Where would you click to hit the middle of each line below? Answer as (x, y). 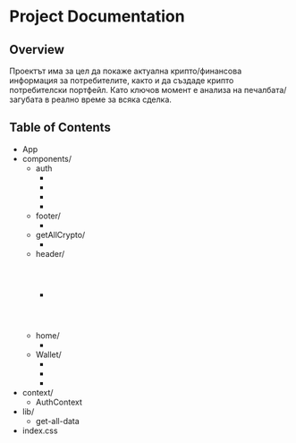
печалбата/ (266, 90)
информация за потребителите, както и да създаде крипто (122, 81)
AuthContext (59, 402)
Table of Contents (60, 128)
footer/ (48, 216)
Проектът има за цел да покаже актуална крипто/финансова (126, 71)
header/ (50, 253)
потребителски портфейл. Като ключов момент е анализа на (126, 90)
